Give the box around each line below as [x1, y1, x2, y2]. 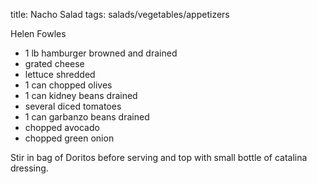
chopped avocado [24, 122, 100, 133]
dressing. [10, 162, 49, 174]
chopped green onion [24, 132, 115, 144]
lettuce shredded [24, 69, 96, 80]
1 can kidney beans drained [24, 90, 138, 101]
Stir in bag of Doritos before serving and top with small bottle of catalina [10, 152, 308, 163]
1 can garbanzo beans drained [24, 111, 150, 123]
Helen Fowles [10, 28, 67, 39]
